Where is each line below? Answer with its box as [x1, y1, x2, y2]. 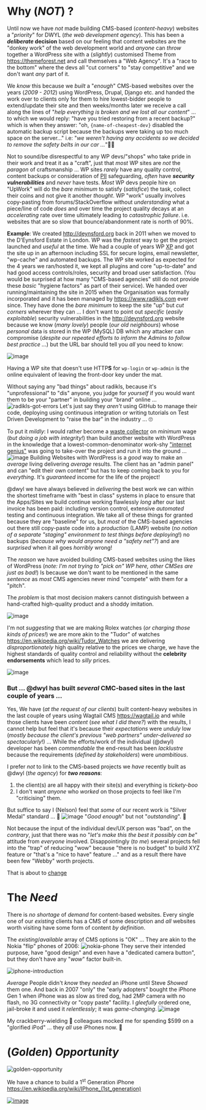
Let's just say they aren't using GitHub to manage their [59, 402, 198, 409]
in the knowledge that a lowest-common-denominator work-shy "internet [7, 441, 192, 448]
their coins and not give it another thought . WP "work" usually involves [7, 191, 186, 199]
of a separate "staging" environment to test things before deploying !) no [7, 531, 190, 538]
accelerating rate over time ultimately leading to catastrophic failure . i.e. [7, 211, 189, 218]
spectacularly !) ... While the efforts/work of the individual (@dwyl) [7, 738, 174, 746]
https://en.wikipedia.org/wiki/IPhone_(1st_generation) [7, 1085, 142, 1092]
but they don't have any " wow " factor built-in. [7, 955, 123, 963]
